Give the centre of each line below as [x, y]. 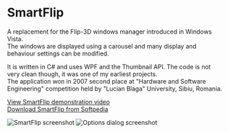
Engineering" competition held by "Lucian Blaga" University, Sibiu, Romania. [115, 88]
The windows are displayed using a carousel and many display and [102, 46]
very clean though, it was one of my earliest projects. [82, 74]
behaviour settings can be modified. [58, 53]
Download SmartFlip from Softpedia [58, 109]
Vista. [15, 38]
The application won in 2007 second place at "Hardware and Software [106, 81]
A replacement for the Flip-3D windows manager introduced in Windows [110, 32]
